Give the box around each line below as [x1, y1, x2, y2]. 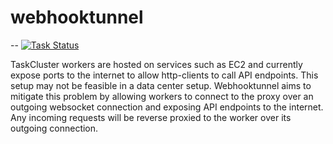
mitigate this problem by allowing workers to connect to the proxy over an [10, 90, 314, 102]
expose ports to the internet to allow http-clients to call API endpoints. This [10, 69, 319, 81]
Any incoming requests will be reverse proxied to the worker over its [10, 111, 292, 123]
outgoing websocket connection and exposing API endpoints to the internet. [10, 101, 324, 113]
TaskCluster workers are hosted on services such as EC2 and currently [10, 58, 303, 70]
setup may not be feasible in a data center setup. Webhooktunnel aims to [10, 79, 312, 91]
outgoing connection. [10, 122, 99, 134]
